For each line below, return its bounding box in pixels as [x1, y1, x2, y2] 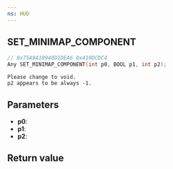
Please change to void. [7, 74, 77, 81]
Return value [7, 152, 64, 164]
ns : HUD [7, 10, 30, 17]
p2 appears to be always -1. [7, 80, 92, 87]
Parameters [7, 98, 59, 110]
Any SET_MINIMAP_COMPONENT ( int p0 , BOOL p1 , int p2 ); [7, 61, 167, 68]
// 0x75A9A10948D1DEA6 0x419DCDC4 [7, 54, 108, 61]
